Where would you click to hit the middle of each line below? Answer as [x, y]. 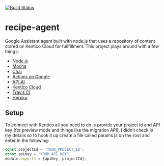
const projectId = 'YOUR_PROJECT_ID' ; [45, 149]
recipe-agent [32, 28]
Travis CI [21, 92]
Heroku [20, 97]
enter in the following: [27, 140]
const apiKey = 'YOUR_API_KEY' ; [38, 154]
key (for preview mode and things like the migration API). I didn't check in [79, 130]
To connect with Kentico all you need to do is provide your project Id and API [82, 125]
